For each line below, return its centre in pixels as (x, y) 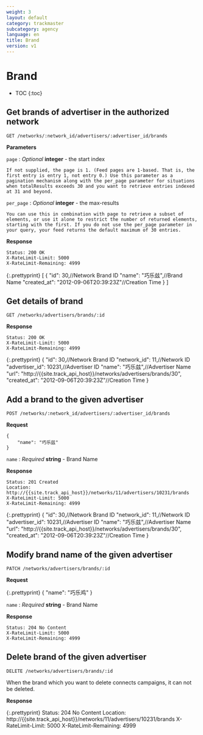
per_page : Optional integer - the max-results (63, 203)
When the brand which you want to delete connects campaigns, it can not (99, 682)
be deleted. (21, 689)
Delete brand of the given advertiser (77, 657)
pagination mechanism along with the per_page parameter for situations (101, 181)
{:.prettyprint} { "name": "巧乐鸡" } (49, 593)
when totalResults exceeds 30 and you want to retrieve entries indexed (101, 186)
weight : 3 (19, 12)
